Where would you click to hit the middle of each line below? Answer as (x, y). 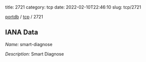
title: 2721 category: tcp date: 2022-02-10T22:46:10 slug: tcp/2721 (73, 7)
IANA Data (22, 32)
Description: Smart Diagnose (35, 54)
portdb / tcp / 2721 (24, 17)
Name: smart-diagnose (29, 44)
